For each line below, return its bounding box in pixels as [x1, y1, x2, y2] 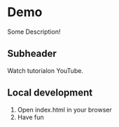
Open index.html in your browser [17, 105, 112, 114]
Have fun [17, 113, 44, 121]
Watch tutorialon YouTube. [7, 66, 84, 74]
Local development [7, 87, 93, 99]
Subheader [7, 48, 57, 60]
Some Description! [7, 27, 61, 36]
